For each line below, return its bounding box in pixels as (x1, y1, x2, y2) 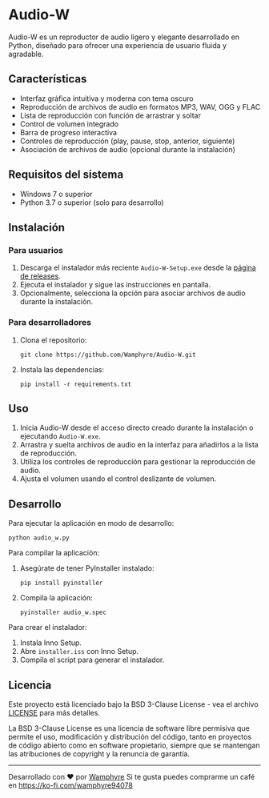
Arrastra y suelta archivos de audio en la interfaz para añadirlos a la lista (19, 440, 259, 450)
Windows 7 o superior (19, 189, 93, 198)
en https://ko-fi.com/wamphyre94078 (8, 780, 134, 790)
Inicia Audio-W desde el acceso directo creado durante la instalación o (19, 423, 254, 433)
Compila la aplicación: (19, 593, 94, 603)
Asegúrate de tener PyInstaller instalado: (19, 563, 155, 573)
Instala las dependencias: (19, 364, 104, 374)
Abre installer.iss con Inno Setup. (19, 647, 139, 656)
